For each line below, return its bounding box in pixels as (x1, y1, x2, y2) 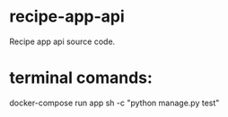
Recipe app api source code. (9, 36, 116, 47)
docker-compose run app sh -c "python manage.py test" (9, 97, 220, 108)
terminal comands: (9, 67, 153, 88)
